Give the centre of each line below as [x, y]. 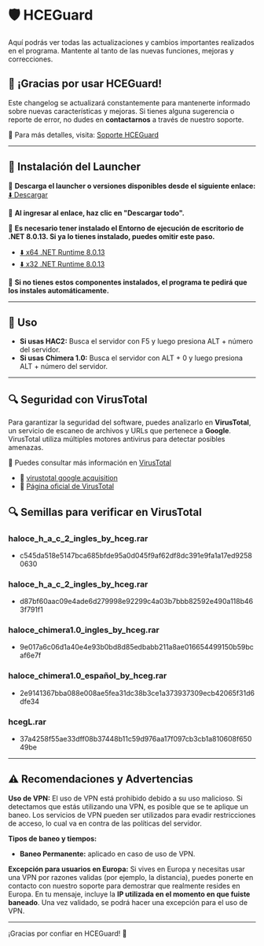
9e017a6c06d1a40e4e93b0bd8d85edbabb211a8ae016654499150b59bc [136, 647]
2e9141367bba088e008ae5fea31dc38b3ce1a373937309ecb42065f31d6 [137, 693]
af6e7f [30, 655]
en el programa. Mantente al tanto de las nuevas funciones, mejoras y [121, 50]
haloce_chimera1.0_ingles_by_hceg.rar [84, 630]
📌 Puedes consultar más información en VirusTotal [90, 463]
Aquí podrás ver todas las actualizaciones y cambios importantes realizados [131, 42]
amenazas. [26, 447]
